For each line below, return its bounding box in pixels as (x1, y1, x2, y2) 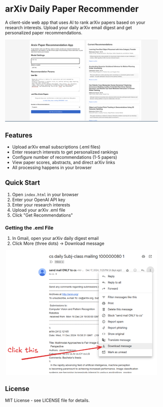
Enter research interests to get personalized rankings (12, 149, 118, 155)
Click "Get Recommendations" (12, 212, 73, 218)
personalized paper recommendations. (5, 30, 82, 35)
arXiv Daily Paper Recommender (5, 3, 139, 15)
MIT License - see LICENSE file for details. (5, 397, 90, 404)
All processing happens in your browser (12, 164, 92, 170)
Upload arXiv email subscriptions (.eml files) (12, 144, 101, 150)
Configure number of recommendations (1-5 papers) (12, 154, 117, 160)
